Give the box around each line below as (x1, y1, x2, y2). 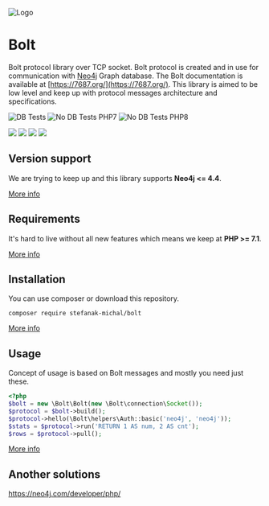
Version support (8, 152, 92, 166)
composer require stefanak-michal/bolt (8, 310, 142, 318)
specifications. (8, 97, 58, 106)
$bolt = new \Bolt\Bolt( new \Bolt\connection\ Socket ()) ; (8, 400, 203, 408)
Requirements (8, 212, 80, 226)
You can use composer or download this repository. (8, 294, 179, 303)
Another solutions (8, 467, 100, 481)
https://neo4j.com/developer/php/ (8, 489, 121, 499)
